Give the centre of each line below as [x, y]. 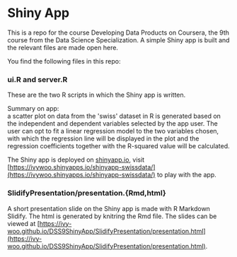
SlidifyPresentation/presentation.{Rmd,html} [87, 193]
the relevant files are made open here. [63, 47]
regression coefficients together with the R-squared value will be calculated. [118, 146]
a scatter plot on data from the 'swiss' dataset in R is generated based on [114, 116]
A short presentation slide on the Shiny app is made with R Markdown [109, 208]
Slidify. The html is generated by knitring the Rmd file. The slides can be [112, 216]
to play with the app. [187, 175]
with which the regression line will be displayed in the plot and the [103, 138]
